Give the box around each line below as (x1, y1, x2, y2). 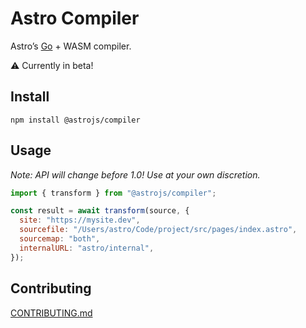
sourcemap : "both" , (19, 234, 101, 244)
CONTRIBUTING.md (10, 307, 93, 319)
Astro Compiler (10, 7, 140, 30)
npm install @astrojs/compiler (10, 115, 141, 125)
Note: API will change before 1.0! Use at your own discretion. (10, 168, 261, 181)
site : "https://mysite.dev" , (19, 215, 141, 226)
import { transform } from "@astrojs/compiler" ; (10, 188, 217, 198)
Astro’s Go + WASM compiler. (10, 40, 132, 52)
